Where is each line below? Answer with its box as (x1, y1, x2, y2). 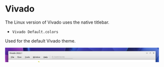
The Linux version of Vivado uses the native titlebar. (5, 19, 110, 25)
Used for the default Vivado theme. (5, 38, 76, 44)
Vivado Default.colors (12, 29, 59, 34)
